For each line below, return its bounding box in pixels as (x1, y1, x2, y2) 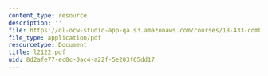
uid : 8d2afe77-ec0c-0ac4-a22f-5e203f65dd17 (8, 56, 156, 64)
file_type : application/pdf (8, 33, 102, 42)
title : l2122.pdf (8, 48, 66, 56)
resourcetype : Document (8, 41, 88, 49)
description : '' (8, 19, 62, 27)
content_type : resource (8, 11, 88, 20)
